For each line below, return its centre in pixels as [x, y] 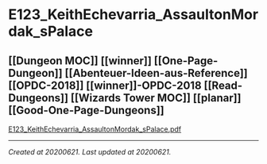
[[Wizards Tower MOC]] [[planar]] [156, 98]
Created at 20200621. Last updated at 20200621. [90, 152]
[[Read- [223, 85]
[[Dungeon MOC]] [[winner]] [80, 61]
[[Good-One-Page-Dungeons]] [86, 110]
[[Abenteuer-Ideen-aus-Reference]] [156, 73]
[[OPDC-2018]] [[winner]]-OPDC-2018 [105, 85]
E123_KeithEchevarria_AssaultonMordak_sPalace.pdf [95, 129]
